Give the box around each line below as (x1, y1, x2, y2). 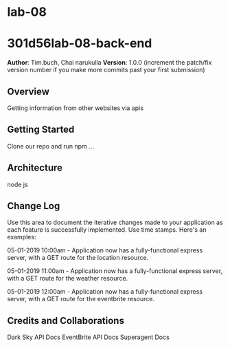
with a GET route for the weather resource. (7, 274, 128, 283)
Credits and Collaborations (7, 314, 125, 327)
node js (7, 180, 29, 188)
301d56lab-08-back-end (7, 36, 152, 52)
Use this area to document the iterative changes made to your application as (7, 218, 223, 227)
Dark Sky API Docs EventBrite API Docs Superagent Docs (7, 333, 170, 341)
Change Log (7, 200, 60, 212)
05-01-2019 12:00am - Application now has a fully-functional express (7, 287, 203, 296)
